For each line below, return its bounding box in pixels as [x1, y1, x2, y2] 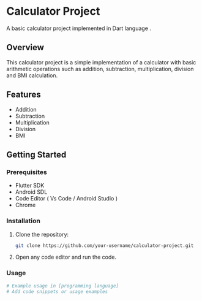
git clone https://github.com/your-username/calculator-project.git [15, 242, 194, 249]
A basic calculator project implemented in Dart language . [6, 25, 152, 32]
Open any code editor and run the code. [15, 253, 116, 261]
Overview [6, 42, 45, 53]
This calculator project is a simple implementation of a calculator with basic [6, 58, 196, 66]
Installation [6, 216, 41, 225]
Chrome [15, 201, 36, 209]
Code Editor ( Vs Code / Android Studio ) [15, 195, 118, 202]
